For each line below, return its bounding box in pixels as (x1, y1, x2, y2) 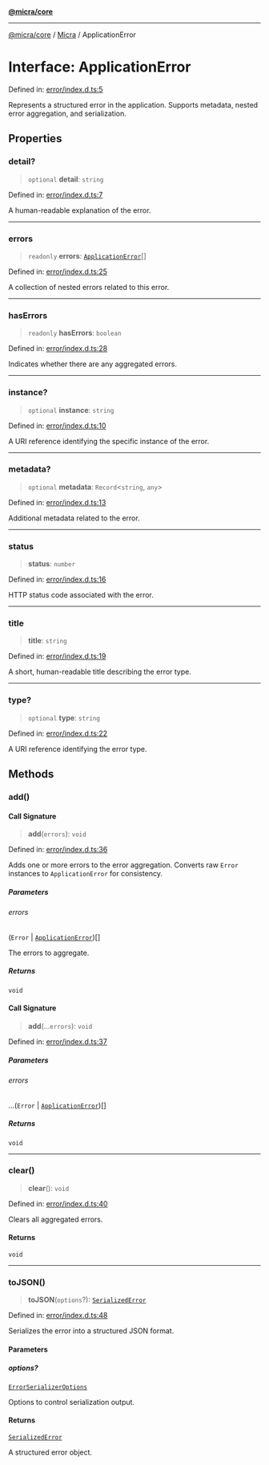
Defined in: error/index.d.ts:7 (8, 190, 103, 199)
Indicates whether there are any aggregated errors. (8, 359, 178, 369)
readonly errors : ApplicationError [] (27, 251, 147, 260)
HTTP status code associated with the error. (8, 590, 155, 600)
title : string (27, 636, 67, 646)
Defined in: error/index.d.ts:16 (8, 574, 106, 585)
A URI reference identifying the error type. (8, 744, 147, 753)
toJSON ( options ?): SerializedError (27, 1295, 147, 1304)
